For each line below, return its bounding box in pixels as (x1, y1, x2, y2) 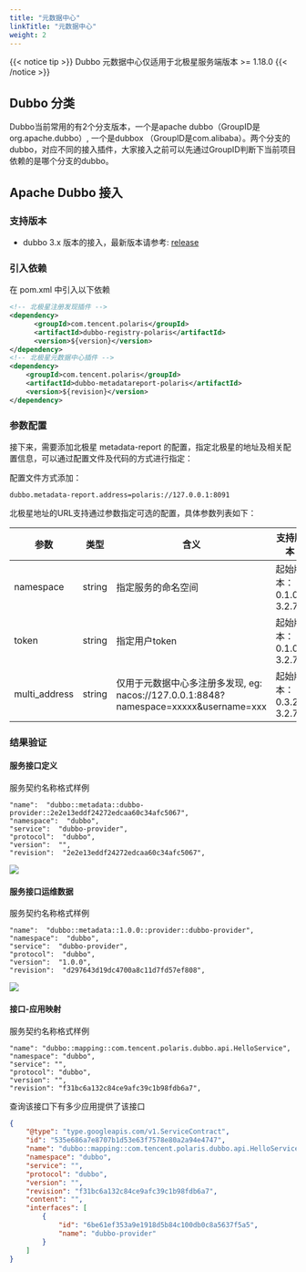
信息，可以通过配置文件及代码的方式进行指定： (16, 452, 193, 463)
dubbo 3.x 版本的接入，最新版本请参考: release (22, 236, 199, 247)
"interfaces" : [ (25, 1204, 88, 1213)
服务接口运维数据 (9, 885, 74, 896)
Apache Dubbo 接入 (9, 184, 123, 201)
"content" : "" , (25, 1195, 84, 1205)
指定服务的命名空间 (116, 581, 199, 594)
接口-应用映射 (9, 1003, 62, 1014)
